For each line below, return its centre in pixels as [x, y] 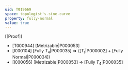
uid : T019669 [18, 9]
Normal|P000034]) [31, 57]
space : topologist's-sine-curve [38, 14]
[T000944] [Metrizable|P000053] [46, 46]
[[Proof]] [14, 36]
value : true [17, 23]
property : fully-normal [29, 18]
